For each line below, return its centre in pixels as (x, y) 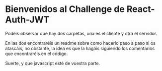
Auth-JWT (27, 20)
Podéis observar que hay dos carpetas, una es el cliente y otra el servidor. (81, 33)
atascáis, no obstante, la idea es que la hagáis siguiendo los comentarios (80, 48)
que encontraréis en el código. (37, 54)
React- (141, 9)
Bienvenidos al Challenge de (65, 9)
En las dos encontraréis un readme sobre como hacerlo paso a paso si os (80, 43)
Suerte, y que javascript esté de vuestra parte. (53, 63)
